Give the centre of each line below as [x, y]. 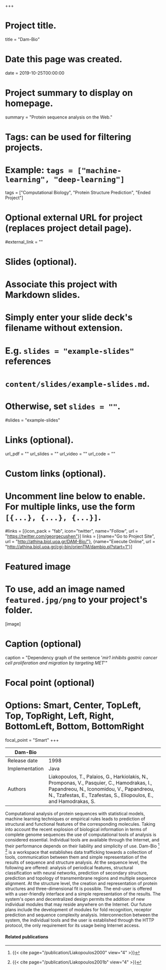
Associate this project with [61, 284]
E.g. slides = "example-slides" [70, 351]
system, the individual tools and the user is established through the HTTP [80, 920]
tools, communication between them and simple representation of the [76, 857]
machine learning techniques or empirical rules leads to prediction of [75, 819]
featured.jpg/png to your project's [76, 600]
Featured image [38, 567]
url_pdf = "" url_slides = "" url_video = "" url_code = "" [60, 454]
